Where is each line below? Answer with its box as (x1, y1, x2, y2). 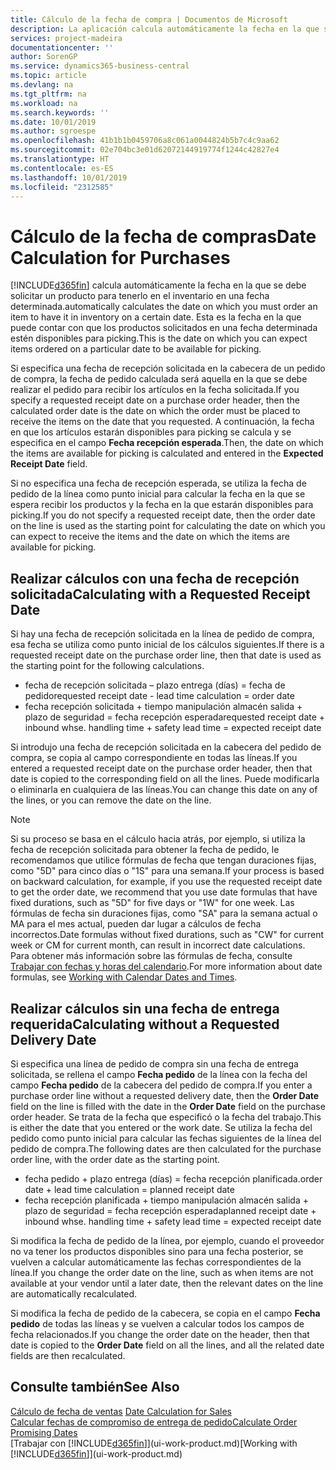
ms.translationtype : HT (10, 154, 110, 164)
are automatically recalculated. (10, 1287, 138, 1300)
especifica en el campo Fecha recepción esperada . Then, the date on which (10, 437, 324, 449)
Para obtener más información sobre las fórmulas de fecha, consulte (10, 950, 293, 962)
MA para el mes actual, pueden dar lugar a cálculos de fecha (10, 918, 262, 930)
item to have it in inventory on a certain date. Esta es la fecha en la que (10, 311, 302, 323)
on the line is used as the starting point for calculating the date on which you (10, 520, 326, 532)
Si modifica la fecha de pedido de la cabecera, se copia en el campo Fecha (10, 1307, 321, 1319)
